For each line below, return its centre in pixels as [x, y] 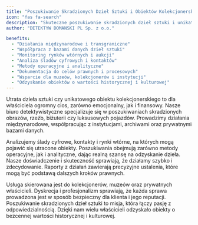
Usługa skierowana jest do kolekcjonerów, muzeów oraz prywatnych [89, 185]
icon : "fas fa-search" [34, 17]
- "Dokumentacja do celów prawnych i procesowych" [75, 71]
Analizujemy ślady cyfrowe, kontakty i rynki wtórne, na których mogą [90, 142]
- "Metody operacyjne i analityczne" [58, 66]
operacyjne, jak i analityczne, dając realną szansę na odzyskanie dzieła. [93, 154]
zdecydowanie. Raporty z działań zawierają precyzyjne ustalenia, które [92, 167]
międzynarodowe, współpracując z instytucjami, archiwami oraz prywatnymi [99, 124]
